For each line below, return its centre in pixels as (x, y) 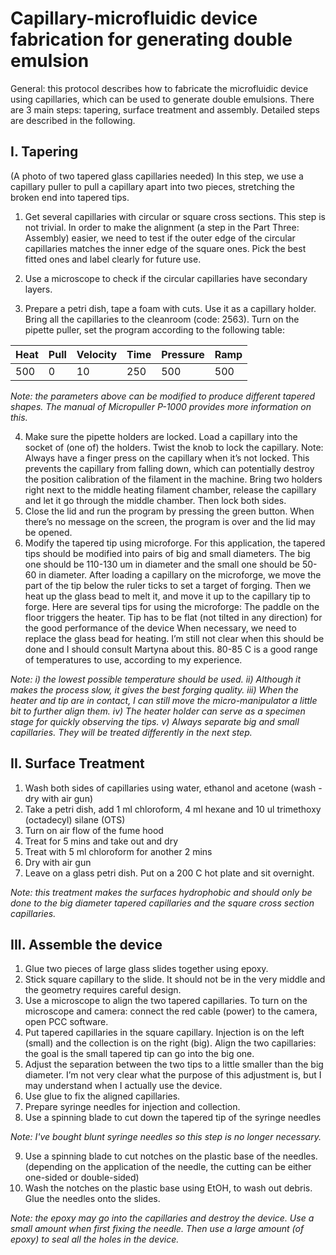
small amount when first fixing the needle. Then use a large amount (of (157, 1229)
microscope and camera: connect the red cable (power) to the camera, (171, 1011)
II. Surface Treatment (77, 763)
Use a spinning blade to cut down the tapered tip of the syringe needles (173, 1118)
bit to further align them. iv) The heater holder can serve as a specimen (158, 711)
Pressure (183, 354)
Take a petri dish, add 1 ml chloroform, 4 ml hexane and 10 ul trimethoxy (173, 809)
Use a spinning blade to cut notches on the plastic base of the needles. (171, 1156)
